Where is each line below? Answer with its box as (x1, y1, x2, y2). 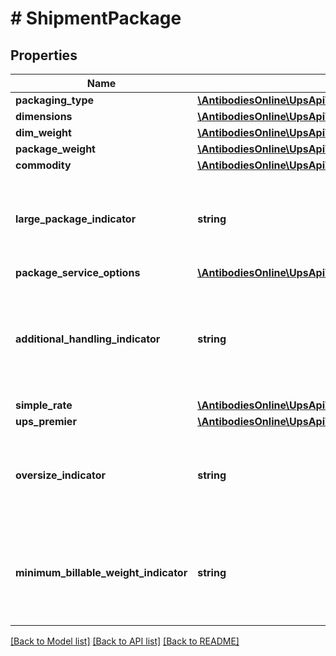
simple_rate (15, 398, 73, 412)
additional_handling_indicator (15, 332, 161, 346)
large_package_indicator (15, 212, 137, 226)
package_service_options (15, 266, 141, 279)
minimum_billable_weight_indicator (15, 566, 188, 579)
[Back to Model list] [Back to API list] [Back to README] (10, 635, 240, 647)
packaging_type (15, 93, 95, 107)
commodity (15, 158, 72, 172)
